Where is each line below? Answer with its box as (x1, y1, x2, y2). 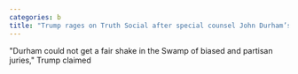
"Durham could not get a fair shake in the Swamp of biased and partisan (9, 45, 273, 55)
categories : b (9, 12, 62, 22)
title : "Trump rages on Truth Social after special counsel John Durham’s (9, 21, 292, 30)
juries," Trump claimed (9, 55, 91, 65)
